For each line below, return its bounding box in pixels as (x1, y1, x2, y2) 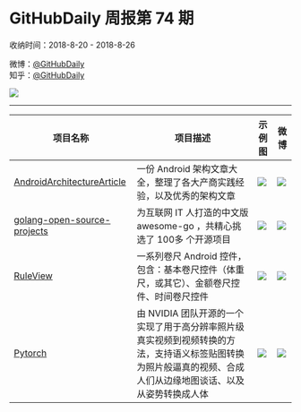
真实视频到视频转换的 (136, 333, 227, 346)
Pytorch (13, 347, 47, 359)
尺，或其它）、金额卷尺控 (136, 277, 240, 289)
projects (13, 225, 49, 237)
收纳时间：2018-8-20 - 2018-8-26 (9, 39, 136, 50)
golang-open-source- (13, 213, 111, 226)
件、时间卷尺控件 (136, 290, 209, 303)
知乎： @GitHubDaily (9, 69, 85, 81)
